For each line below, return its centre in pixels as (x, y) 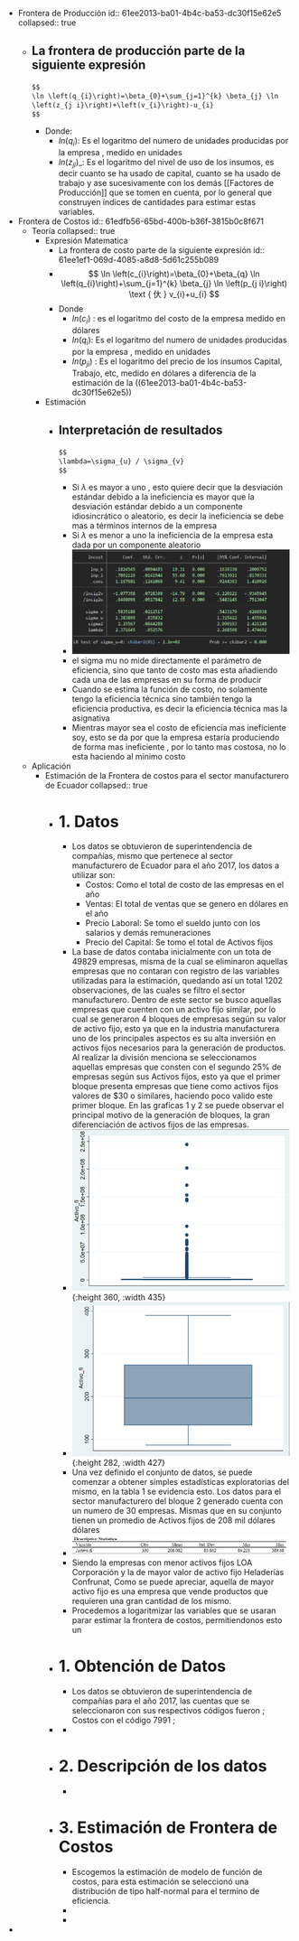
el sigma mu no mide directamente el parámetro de (167, 660)
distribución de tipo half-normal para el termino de (166, 1890)
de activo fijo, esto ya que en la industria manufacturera (176, 1029)
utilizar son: (93, 875)
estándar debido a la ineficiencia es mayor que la (163, 497)
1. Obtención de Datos (142, 1666)
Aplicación (51, 766)
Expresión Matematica (86, 241)
